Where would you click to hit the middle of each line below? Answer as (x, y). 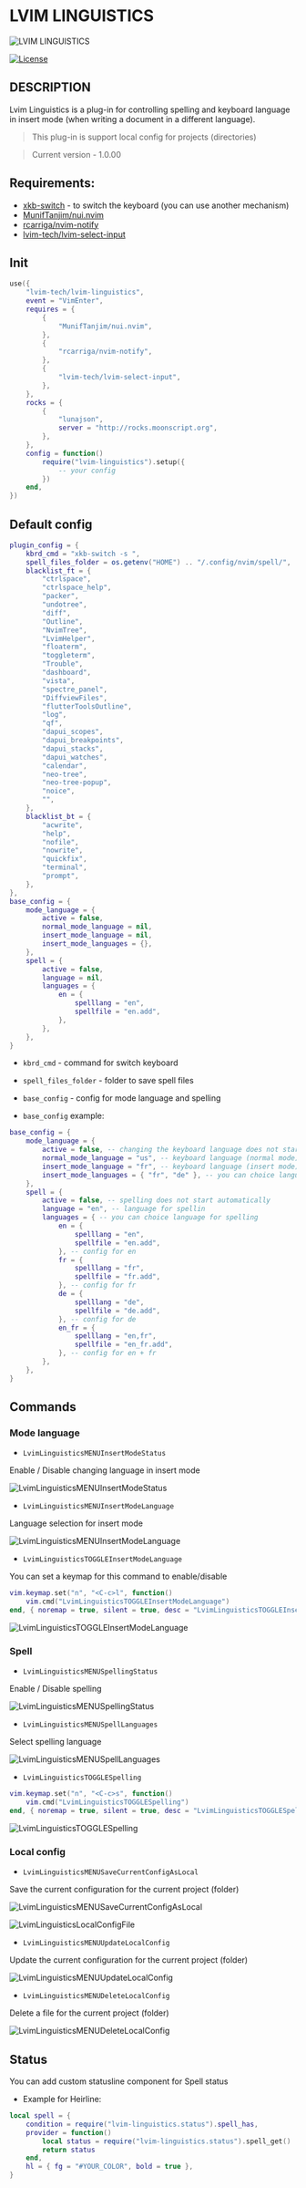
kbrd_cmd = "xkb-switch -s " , (83, 554)
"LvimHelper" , (69, 638)
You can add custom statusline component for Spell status (119, 2081)
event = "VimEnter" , (65, 301)
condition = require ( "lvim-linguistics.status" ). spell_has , (142, 2124)
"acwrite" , (63, 825)
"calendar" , (65, 766)
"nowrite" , (63, 850)
